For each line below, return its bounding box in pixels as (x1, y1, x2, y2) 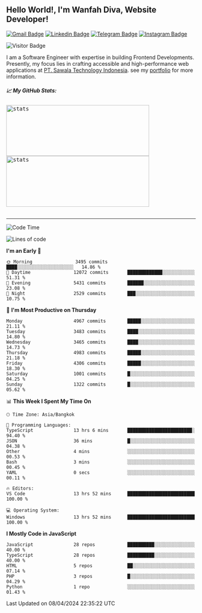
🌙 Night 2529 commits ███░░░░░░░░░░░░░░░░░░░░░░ (6, 290, 195, 296)
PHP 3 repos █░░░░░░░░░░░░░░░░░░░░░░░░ (6, 573, 195, 579)
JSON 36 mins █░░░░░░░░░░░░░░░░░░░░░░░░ (6, 437, 195, 444)
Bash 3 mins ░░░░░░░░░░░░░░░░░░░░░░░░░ (6, 459, 195, 465)
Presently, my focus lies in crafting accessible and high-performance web (6, 60, 189, 67)
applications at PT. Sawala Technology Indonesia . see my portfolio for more (6, 66, 194, 74)
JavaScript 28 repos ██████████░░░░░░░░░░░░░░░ (6, 541, 195, 548)
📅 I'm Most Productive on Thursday (6, 306, 97, 313)
